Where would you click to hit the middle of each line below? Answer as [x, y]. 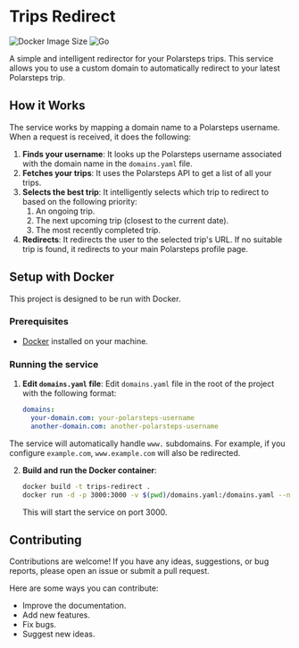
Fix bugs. [39, 625]
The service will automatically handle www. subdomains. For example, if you [147, 443]
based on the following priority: [80, 201]
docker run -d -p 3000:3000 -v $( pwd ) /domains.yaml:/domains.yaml [148, 495]
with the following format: [69, 393]
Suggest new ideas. [58, 634]
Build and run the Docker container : [90, 470]
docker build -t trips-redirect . [86, 486]
